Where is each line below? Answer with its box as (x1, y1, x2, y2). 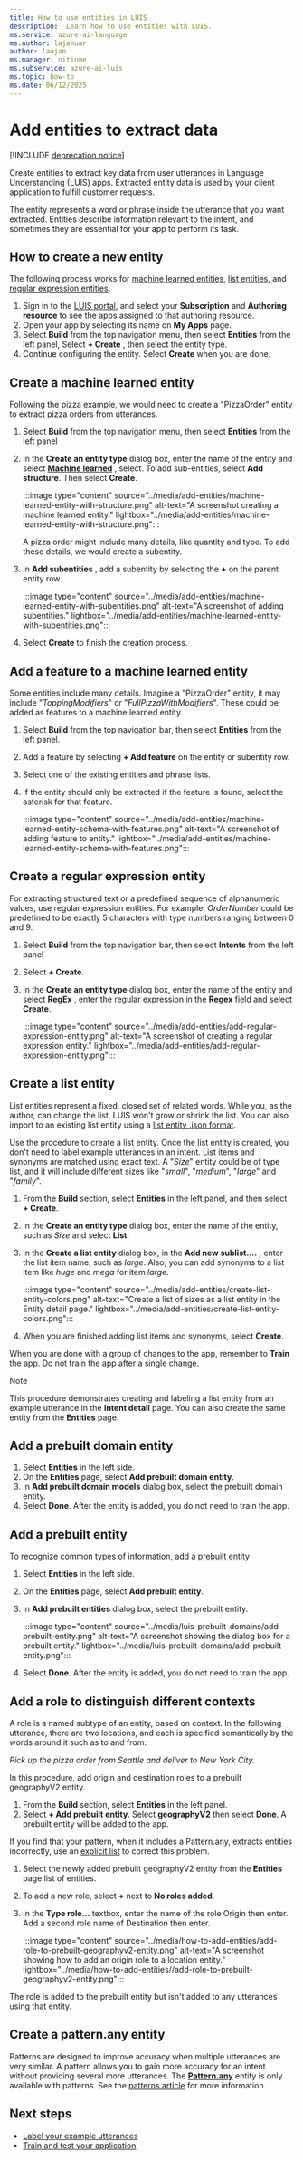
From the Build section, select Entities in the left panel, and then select (22, 1193, 288, 1204)
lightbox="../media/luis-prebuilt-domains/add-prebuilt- (80, 1640, 286, 1651)
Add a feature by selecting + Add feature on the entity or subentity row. (22, 752, 290, 762)
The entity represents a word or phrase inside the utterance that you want (9, 204, 285, 215)
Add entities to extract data (9, 120, 219, 140)
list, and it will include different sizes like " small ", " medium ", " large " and (9, 1166, 277, 1176)
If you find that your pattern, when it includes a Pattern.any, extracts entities (9, 1836, 292, 1848)
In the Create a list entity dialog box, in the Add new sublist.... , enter (22, 1247, 283, 1258)
